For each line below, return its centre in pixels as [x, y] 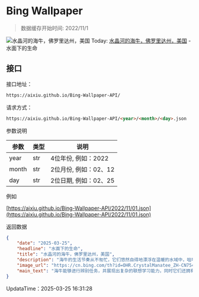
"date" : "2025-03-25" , [45, 243]
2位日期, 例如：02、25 [82, 180]
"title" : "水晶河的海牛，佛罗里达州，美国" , [66, 254]
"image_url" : [33, 265]
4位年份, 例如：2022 [79, 158]
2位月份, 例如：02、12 [82, 169]
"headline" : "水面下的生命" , [50, 249]
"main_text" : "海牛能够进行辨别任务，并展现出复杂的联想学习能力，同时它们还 [102, 271]
